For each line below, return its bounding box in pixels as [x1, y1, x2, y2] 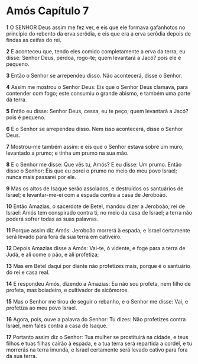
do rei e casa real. [6, 269, 50, 276]
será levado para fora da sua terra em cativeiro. [6, 233, 122, 240]
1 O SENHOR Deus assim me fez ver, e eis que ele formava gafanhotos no [6, 24, 186, 31]
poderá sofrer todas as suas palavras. [6, 215, 99, 222]
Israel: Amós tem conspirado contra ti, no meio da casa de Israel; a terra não [6, 209, 193, 216]
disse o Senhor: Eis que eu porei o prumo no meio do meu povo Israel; [6, 167, 177, 174]
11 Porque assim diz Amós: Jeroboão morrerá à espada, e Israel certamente [6, 226, 190, 234]
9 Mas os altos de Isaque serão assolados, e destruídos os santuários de [6, 185, 184, 192]
